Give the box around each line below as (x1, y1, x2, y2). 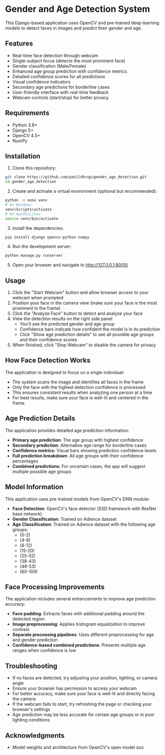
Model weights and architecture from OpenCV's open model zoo (12, 744, 144, 750)
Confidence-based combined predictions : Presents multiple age (12, 642, 146, 648)
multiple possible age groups (12, 468, 72, 474)
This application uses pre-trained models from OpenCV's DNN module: (5, 496, 150, 502)
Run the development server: (12, 244, 72, 250)
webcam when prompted (12, 295, 64, 301)
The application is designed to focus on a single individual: (5, 369, 124, 375)
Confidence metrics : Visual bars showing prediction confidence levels (12, 447, 157, 453)
